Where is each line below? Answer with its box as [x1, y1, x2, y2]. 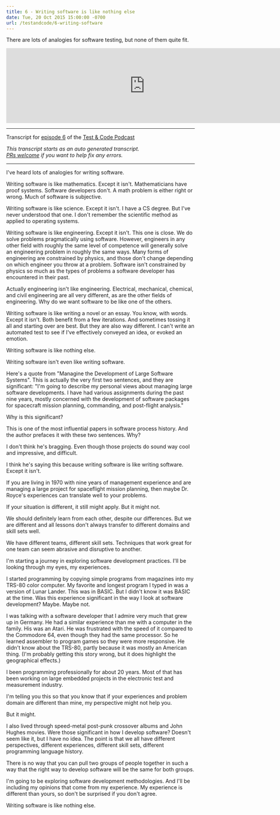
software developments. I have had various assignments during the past [6, 389, 184, 396]
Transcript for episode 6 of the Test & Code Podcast [6, 134, 135, 141]
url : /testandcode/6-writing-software [6, 20, 103, 26]
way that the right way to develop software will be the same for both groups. [6, 766, 194, 773]
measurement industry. [6, 681, 63, 689]
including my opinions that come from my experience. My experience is [6, 784, 183, 791]
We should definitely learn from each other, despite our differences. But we [6, 515, 191, 522]
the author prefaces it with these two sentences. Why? [6, 431, 141, 439]
